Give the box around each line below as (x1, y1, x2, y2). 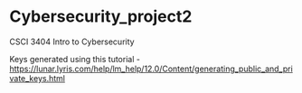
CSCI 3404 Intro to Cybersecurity (9, 36, 135, 47)
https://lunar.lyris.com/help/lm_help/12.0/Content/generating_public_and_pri (9, 63, 294, 74)
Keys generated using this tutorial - (9, 53, 140, 64)
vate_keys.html (9, 72, 66, 83)
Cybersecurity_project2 (9, 6, 193, 27)
